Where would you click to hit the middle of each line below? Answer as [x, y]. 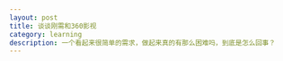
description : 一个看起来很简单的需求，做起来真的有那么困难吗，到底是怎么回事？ [142, 43]
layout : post [34, 17]
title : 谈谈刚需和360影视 [53, 26]
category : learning [46, 34]
